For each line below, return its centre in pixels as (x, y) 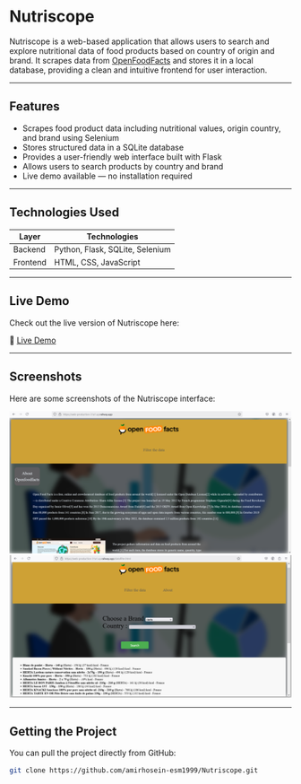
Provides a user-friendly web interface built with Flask (122, 157)
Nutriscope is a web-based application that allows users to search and (140, 41)
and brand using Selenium (70, 137)
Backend (30, 249)
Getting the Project (63, 732)
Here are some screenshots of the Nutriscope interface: (112, 398)
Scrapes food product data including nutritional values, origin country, (151, 128)
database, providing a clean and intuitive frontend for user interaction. (138, 70)
